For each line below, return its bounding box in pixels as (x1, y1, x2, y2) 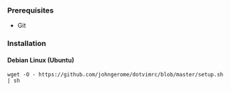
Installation (7, 39, 47, 49)
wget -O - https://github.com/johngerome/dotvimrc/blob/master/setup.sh (7, 72, 224, 78)
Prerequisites (7, 6, 54, 15)
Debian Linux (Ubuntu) (7, 56, 75, 64)
